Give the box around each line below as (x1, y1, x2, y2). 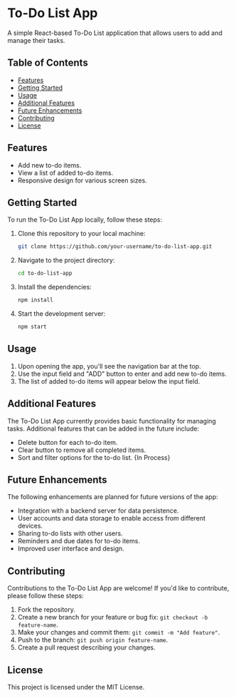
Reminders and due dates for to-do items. (17, 537, 141, 545)
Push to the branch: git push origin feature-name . (17, 636, 168, 645)
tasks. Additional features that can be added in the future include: (7, 424, 200, 433)
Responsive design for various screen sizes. (17, 176, 147, 185)
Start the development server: (17, 309, 106, 318)
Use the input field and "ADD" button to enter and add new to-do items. (17, 369, 227, 378)
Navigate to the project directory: (17, 256, 115, 265)
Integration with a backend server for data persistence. (17, 506, 179, 515)
